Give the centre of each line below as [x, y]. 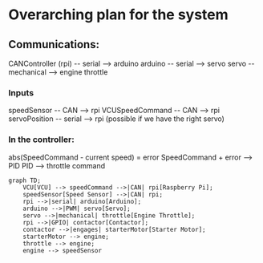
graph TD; [25, 180]
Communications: [54, 45]
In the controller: [41, 140]
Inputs [21, 92]
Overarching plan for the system [118, 15]
